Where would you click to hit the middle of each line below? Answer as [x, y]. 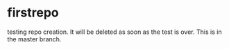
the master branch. [34, 39]
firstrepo [33, 13]
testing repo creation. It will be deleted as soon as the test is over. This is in [114, 32]
